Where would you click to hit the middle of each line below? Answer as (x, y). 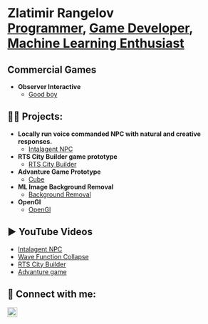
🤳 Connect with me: (52, 294)
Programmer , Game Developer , (100, 28)
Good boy (43, 94)
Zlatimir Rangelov (61, 13)
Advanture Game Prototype (59, 172)
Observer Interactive (49, 87)
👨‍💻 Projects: (35, 116)
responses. (35, 141)
